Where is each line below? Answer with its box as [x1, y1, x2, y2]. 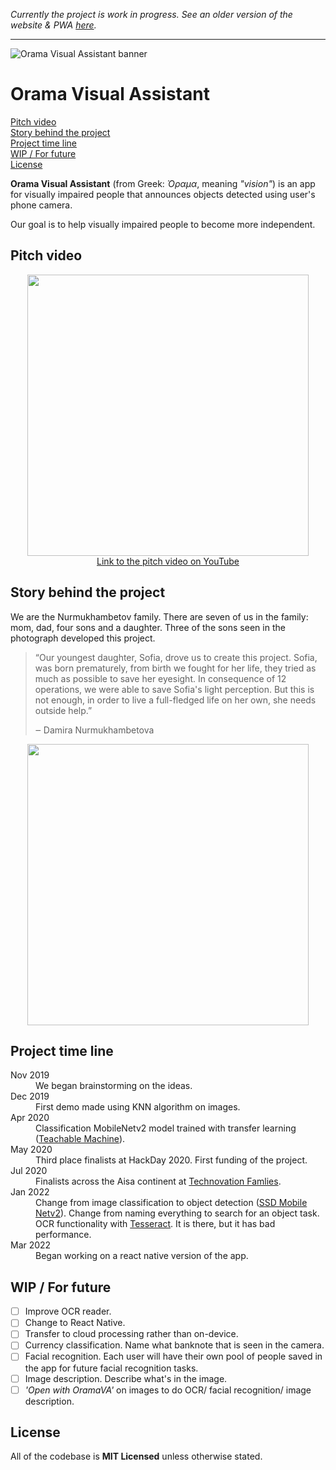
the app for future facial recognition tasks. [24, 1362, 199, 1374]
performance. [35, 1229, 92, 1241]
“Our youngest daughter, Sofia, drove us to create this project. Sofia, [34, 651, 318, 663]
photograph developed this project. [10, 632, 156, 644]
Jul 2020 [10, 1165, 48, 1177]
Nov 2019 [10, 1069, 50, 1081]
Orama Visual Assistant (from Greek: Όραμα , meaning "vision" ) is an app [10, 177, 316, 189]
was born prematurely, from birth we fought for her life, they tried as [34, 662, 317, 674]
